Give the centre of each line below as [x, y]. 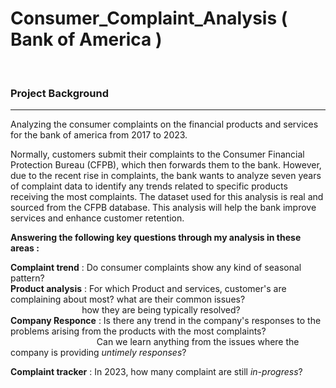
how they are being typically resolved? [161, 310]
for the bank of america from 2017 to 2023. [99, 135]
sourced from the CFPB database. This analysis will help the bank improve [163, 208]
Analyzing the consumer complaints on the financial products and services [164, 124]
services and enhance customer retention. [97, 218]
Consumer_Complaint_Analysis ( [149, 18]
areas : [25, 248]
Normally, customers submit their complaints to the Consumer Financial [157, 154]
